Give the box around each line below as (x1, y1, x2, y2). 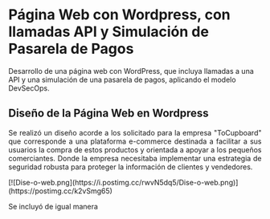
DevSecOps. (8, 83, 50, 93)
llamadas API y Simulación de (8, 22, 209, 41)
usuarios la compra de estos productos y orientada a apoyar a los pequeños (8, 144, 262, 154)
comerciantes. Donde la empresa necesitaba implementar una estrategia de (8, 153, 262, 163)
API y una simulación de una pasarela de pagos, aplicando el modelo (8, 75, 236, 84)
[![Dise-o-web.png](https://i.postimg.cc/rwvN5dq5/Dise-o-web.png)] (8, 177, 239, 187)
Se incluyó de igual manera (8, 201, 99, 211)
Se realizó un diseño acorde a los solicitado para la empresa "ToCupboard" (8, 128, 262, 137)
